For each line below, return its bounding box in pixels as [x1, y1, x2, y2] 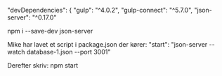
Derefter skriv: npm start [7, 61, 79, 69]
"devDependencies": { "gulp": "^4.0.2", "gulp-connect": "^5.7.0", [7, 6, 193, 14]
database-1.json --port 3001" [26, 48, 111, 56]
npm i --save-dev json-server [7, 27, 93, 35]
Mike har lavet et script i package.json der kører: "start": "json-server [7, 40, 208, 48]
